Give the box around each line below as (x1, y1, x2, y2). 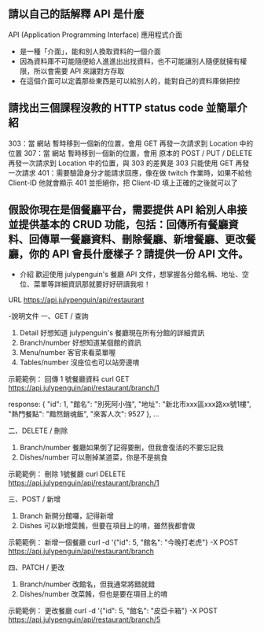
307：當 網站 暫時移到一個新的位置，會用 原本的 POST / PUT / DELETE (23, 148, 253, 157)
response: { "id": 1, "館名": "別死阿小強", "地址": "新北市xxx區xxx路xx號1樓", (8, 400, 251, 409)
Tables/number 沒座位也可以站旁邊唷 (19, 357, 140, 368)
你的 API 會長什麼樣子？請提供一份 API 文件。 (28, 247, 249, 261)
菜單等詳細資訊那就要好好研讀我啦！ (33, 279, 151, 289)
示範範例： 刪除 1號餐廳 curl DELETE (8, 469, 126, 479)
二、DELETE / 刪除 (8, 426, 68, 435)
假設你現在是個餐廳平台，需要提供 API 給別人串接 (8, 203, 247, 216)
